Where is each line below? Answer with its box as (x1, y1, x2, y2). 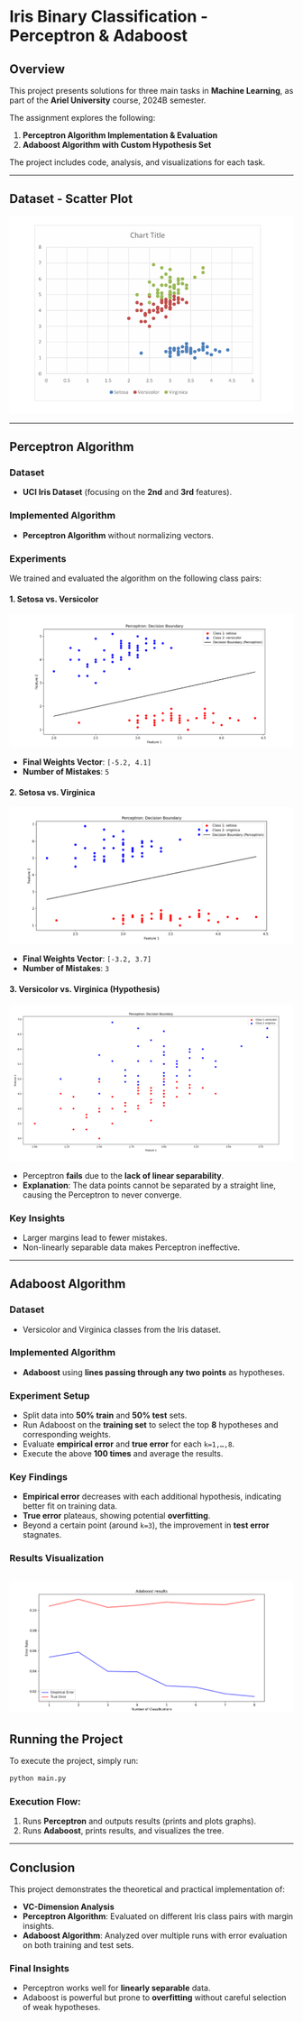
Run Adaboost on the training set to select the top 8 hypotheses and (22, 1419, 279, 1430)
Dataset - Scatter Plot (9, 191, 133, 207)
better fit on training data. (22, 1501, 118, 1511)
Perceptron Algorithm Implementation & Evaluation (22, 130, 218, 141)
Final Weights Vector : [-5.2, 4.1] (22, 756, 151, 767)
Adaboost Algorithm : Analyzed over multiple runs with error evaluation (22, 1930, 288, 1941)
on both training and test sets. (22, 1940, 134, 1951)
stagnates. (22, 1530, 62, 1540)
